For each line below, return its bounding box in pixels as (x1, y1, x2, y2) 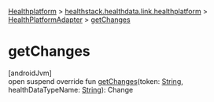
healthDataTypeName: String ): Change (8, 85, 134, 94)
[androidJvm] (8, 68, 53, 78)
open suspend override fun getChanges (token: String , (8, 76, 183, 86)
